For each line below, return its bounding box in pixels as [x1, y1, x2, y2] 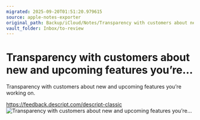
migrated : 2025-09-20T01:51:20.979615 [6, 8, 102, 15]
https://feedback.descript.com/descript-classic [6, 101, 122, 108]
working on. [6, 90, 36, 97]
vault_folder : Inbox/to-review [6, 25, 84, 31]
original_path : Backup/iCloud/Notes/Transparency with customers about [6, 20, 187, 26]
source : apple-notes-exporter [6, 14, 82, 20]
